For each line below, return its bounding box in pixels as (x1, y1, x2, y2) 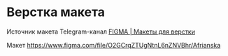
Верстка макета (6, 4, 106, 20)
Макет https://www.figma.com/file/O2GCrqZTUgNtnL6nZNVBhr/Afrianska (6, 41, 221, 49)
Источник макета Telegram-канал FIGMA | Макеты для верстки (6, 27, 195, 36)
